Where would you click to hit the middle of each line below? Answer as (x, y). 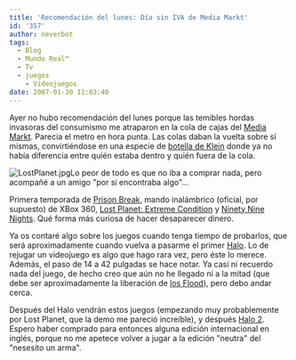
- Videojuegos (51, 84)
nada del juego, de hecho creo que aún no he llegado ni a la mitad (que (140, 274)
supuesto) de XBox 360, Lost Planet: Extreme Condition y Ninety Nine (137, 209)
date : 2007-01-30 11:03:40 (59, 92)
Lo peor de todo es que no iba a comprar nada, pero (166, 172)
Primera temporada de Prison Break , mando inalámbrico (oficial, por (134, 199)
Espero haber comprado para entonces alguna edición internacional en (139, 328)
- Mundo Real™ (43, 59)
